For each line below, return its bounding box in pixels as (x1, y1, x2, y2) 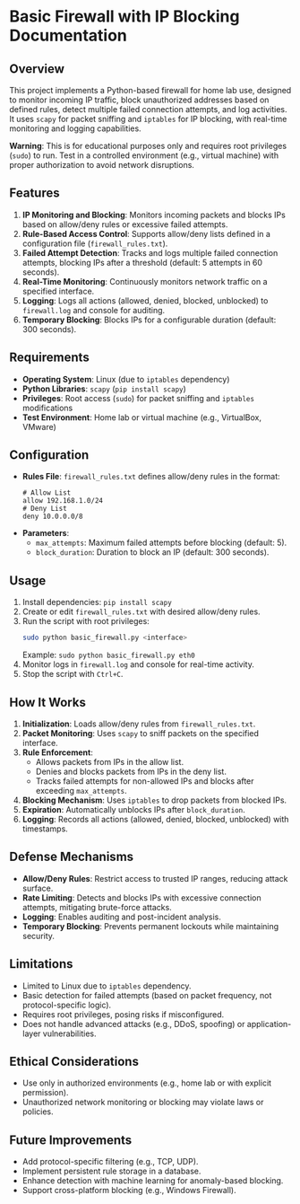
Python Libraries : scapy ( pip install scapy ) (21, 383, 186, 394)
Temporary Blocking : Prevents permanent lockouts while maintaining (21, 920, 279, 931)
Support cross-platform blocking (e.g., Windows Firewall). (21, 1185, 236, 1196)
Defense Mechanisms (9, 849, 134, 865)
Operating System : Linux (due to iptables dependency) (21, 374, 230, 384)
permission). (21, 1087, 69, 1098)
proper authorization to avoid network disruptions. (9, 160, 195, 170)
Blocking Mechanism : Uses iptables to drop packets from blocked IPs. (21, 795, 287, 805)
